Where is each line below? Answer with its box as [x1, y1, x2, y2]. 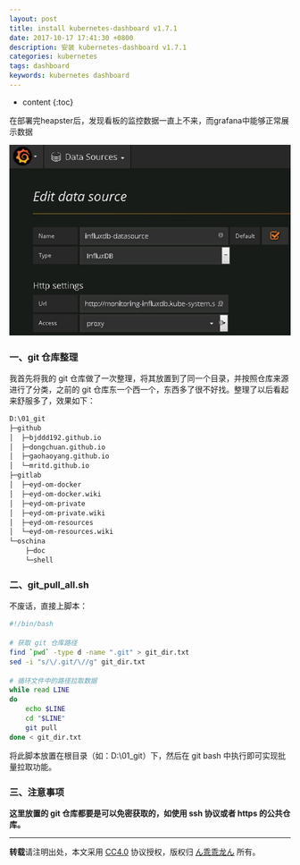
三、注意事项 [9, 785, 65, 798]
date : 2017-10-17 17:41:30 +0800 [9, 33, 134, 42]
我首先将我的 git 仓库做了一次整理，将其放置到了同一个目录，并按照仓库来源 [9, 372, 289, 384]
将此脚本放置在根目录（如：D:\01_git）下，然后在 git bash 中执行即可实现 [9, 750, 279, 760]
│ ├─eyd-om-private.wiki [9, 508, 105, 518]
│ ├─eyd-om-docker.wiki [9, 489, 102, 498]
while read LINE [9, 685, 70, 695]
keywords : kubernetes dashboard [9, 72, 129, 81]
